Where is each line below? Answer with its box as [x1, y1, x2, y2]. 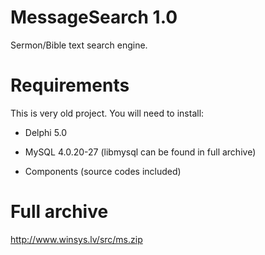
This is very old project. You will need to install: [10, 107, 205, 119]
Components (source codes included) [24, 165, 182, 177]
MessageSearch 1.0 [10, 6, 178, 29]
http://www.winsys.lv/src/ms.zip [10, 233, 143, 245]
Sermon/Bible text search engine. [10, 39, 148, 51]
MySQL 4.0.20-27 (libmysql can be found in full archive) [24, 146, 257, 158]
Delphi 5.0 [24, 126, 68, 138]
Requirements [10, 74, 130, 97]
